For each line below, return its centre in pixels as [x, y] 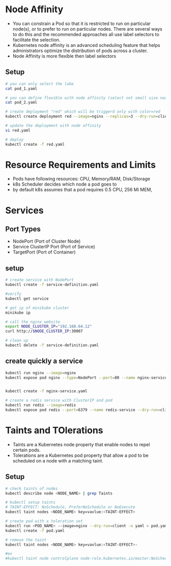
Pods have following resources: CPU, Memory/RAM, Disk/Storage [81, 179]
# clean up [17, 341]
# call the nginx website [33, 322]
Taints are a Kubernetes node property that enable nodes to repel [81, 444]
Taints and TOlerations [54, 431]
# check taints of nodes [32, 488]
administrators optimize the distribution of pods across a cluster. [80, 50]
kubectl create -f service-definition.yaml [52, 285]
